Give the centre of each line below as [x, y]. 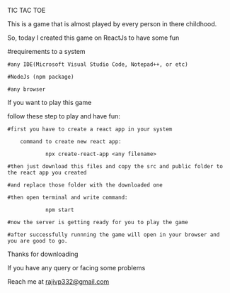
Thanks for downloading [43, 254]
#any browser [27, 89]
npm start [59, 210]
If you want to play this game [50, 103]
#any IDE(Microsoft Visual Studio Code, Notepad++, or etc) [98, 65]
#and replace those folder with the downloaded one [85, 185]
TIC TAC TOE [27, 10]
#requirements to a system [47, 51]
